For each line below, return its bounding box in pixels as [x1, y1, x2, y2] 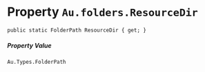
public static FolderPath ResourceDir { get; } [7, 27, 147, 34]
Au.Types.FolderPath [7, 58, 67, 65]
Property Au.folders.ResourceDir [7, 4, 198, 20]
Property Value [7, 41, 52, 49]
